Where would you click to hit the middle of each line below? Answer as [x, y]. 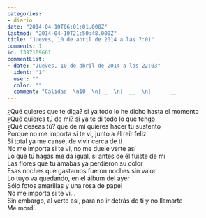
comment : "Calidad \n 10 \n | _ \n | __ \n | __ [95, 92]
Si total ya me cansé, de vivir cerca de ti [65, 141]
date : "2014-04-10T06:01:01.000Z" [58, 27]
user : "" [26, 79]
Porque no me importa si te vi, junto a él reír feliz [77, 134]
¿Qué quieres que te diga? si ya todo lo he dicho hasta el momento [103, 112]
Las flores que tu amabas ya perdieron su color [75, 163]
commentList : [26, 59]
